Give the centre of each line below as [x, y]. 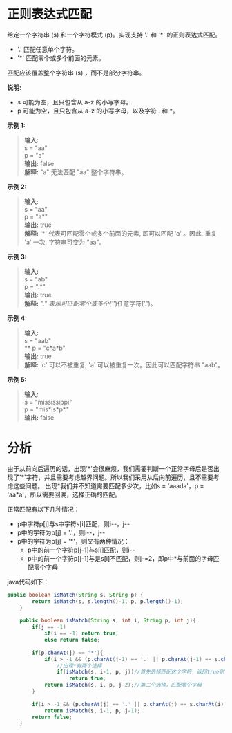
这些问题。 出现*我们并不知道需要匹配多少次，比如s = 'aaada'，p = [108, 485]
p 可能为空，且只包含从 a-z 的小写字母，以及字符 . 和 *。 [98, 111]
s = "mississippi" [48, 402]
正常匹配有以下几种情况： [43, 509]
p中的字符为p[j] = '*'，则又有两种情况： [73, 541]
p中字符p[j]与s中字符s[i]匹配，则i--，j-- [73, 523]
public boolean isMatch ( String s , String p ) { [75, 595]
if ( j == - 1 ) [49, 627]
